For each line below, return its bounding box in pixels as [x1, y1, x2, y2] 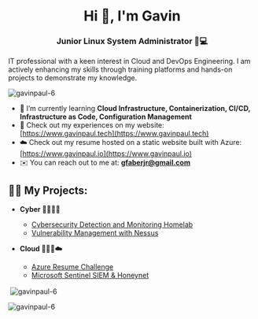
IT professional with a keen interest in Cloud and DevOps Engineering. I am [8, 57, 251, 66]
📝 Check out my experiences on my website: [19, 121, 165, 130]
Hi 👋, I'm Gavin [83, 7, 181, 25]
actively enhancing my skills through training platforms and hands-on [8, 65, 233, 74]
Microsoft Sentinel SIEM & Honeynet [31, 271, 149, 280]
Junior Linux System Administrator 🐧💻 [56, 35, 208, 46]
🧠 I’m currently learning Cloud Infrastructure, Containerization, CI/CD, [19, 104, 251, 113]
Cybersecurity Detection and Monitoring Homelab [31, 220, 193, 229]
